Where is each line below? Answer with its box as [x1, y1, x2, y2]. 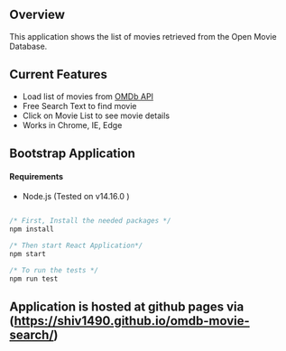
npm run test [9, 274, 59, 283]
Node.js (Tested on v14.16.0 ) [22, 191, 130, 202]
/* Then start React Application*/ [9, 241, 143, 250]
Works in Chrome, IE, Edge [22, 119, 123, 130]
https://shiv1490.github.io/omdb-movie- [14, 313, 250, 328]
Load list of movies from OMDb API [22, 90, 154, 102]
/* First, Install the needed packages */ [9, 217, 171, 226]
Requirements [9, 171, 64, 181]
